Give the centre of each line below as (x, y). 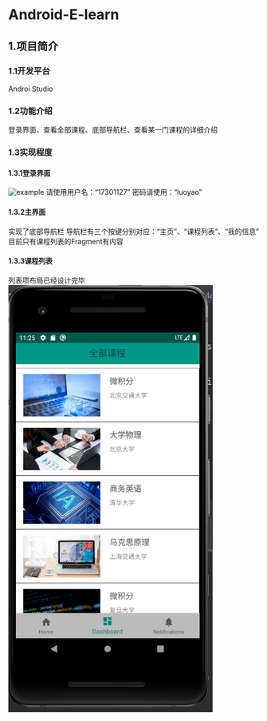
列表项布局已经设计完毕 (47, 280)
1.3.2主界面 (27, 212)
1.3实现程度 (31, 153)
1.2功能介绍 (31, 111)
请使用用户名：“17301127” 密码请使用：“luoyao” (124, 192)
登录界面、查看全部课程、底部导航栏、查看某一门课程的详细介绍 (113, 130)
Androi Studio (31, 89)
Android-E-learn (64, 15)
